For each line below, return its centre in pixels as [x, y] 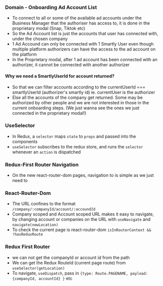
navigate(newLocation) [35, 225]
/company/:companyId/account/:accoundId [54, 210]
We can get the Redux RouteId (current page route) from [69, 262]
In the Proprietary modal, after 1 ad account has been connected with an [85, 60]
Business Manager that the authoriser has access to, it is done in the [81, 23]
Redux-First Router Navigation [42, 165]
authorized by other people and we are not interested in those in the [81, 102]
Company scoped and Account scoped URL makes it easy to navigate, [83, 214]
